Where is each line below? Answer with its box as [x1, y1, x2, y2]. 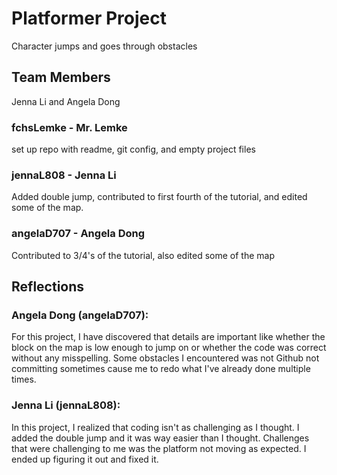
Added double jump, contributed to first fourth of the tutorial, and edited [11, 191, 308, 203]
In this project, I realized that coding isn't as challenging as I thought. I [11, 421, 300, 433]
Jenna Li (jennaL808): [11, 398, 121, 412]
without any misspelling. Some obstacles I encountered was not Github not [11, 352, 320, 364]
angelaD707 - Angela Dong [11, 227, 146, 241]
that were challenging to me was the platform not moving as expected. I [11, 442, 307, 454]
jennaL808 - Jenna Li [11, 168, 117, 182]
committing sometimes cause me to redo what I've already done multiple [11, 363, 311, 375]
